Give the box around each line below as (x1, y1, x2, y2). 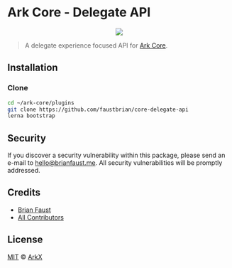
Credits (7, 186, 41, 199)
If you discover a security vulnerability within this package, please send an (7, 151, 226, 160)
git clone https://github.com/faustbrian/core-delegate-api (7, 106, 189, 113)
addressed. (7, 166, 40, 175)
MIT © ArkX (7, 252, 43, 261)
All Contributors (17, 213, 64, 221)
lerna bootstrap (7, 112, 55, 119)
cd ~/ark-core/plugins (7, 99, 74, 107)
